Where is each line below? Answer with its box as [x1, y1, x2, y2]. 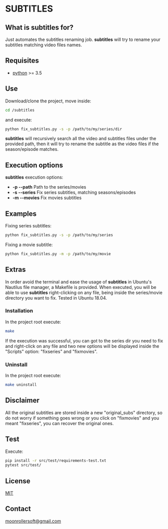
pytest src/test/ [5, 462, 42, 468]
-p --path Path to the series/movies [12, 184, 86, 190]
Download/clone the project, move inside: [5, 98, 91, 104]
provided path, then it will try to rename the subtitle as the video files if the [5, 141, 159, 147]
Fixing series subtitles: [5, 223, 52, 228]
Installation [5, 307, 34, 314]
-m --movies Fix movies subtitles [12, 195, 82, 201]
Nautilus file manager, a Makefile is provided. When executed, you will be [5, 284, 156, 290]
